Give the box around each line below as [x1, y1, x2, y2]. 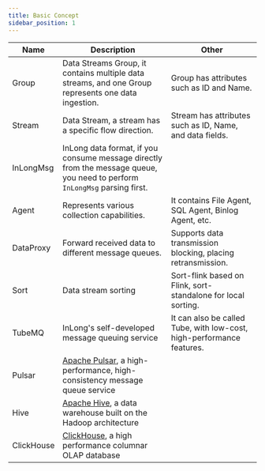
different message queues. [62, 247, 162, 258]
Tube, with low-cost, [170, 322, 248, 333]
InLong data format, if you [62, 142, 159, 153]
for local [214, 289, 244, 300]
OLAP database [62, 450, 121, 461]
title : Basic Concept [8, 11, 80, 20]
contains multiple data [62, 67, 144, 78]
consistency [62, 375, 108, 386]
